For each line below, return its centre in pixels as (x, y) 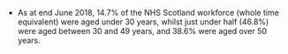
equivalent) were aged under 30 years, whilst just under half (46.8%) (143, 22)
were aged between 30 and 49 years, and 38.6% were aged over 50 (142, 31)
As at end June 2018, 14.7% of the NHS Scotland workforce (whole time (148, 13)
